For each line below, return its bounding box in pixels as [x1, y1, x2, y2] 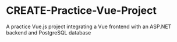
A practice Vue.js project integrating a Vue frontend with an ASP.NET [6, 23, 172, 30]
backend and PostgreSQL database [6, 29, 91, 36]
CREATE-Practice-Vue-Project [6, 4, 157, 17]
